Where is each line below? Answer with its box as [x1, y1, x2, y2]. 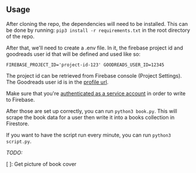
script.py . [6, 138, 32, 145]
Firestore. [6, 120, 29, 127]
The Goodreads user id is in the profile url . [6, 78, 109, 85]
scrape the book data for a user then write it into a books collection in [6, 114, 175, 121]
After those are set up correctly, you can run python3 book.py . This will [6, 107, 178, 114]
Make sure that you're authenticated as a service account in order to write [6, 89, 186, 97]
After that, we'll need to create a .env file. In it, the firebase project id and [6, 44, 184, 51]
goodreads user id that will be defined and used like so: [6, 50, 141, 58]
